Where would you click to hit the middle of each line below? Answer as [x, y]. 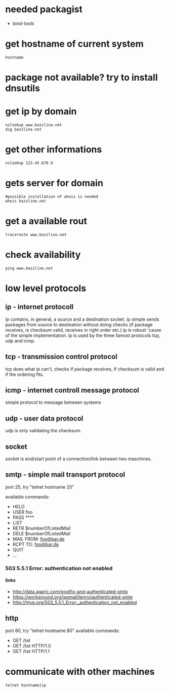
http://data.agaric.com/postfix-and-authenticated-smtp [70, 592]
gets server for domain [54, 183]
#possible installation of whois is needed [52, 196]
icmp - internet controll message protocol [72, 390]
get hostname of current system [74, 44]
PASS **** [23, 517]
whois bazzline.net [26, 201]
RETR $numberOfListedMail [41, 528]
